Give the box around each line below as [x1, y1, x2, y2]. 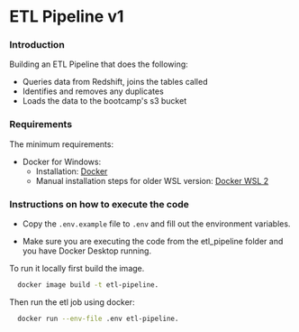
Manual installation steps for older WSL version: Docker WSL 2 [35, 175, 269, 186]
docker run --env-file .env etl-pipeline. [17, 314, 179, 323]
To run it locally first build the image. [9, 263, 145, 274]
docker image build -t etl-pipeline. [17, 281, 159, 290]
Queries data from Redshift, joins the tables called [22, 77, 208, 88]
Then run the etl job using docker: [9, 296, 135, 308]
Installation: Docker [35, 165, 108, 177]
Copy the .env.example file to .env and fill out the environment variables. [22, 218, 291, 229]
